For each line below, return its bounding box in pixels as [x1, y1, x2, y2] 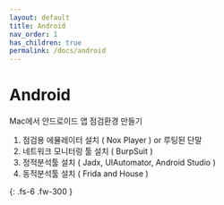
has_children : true [9, 38, 82, 47]
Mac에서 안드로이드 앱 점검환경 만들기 [9, 115, 143, 126]
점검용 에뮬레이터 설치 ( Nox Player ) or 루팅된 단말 [22, 135, 202, 146]
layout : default [9, 13, 70, 22]
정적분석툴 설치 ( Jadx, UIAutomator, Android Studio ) [22, 158, 217, 168]
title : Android [9, 21, 66, 30]
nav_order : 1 [9, 30, 58, 38]
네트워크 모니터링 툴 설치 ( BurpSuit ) [22, 146, 154, 157]
